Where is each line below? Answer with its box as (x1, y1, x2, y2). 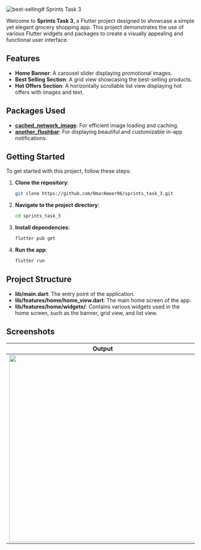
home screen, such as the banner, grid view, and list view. (14, 309, 157, 316)
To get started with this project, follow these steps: (6, 167, 132, 175)
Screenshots (6, 326, 55, 337)
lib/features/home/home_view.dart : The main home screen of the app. (14, 297, 191, 304)
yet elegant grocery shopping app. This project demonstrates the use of (6, 24, 184, 30)
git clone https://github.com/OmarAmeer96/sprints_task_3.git (14, 191, 173, 197)
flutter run (14, 258, 45, 264)
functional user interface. (6, 36, 69, 43)
